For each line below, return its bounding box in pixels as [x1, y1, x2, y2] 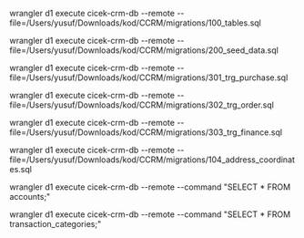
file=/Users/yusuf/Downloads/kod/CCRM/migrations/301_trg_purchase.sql [9, 72, 289, 83]
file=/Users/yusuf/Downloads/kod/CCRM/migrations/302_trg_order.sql [9, 99, 275, 110]
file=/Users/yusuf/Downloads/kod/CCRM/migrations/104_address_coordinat [9, 154, 296, 165]
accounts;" [9, 191, 51, 202]
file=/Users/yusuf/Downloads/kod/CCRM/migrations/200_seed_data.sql [9, 45, 279, 56]
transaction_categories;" [9, 219, 102, 229]
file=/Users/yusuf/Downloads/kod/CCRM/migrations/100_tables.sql [9, 17, 262, 28]
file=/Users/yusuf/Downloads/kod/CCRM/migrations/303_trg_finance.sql [9, 127, 283, 138]
